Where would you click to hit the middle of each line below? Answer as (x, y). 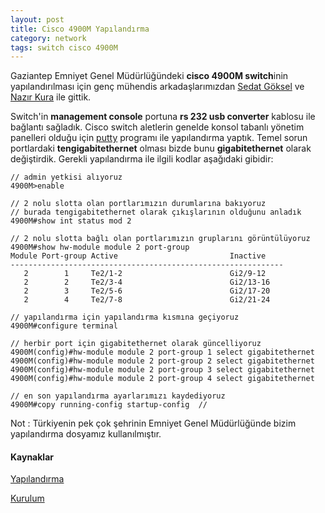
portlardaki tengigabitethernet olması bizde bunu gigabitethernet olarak (161, 148)
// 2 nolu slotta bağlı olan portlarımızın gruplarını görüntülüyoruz (160, 239)
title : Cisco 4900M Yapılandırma (80, 29)
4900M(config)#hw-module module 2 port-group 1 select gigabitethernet (162, 352)
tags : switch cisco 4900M (64, 47)
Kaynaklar (32, 457)
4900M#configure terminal (64, 326)
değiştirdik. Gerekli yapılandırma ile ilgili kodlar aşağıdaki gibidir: (142, 159)
